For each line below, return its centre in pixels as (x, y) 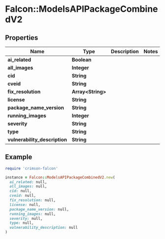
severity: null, (26, 218)
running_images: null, (33, 214)
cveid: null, (23, 196)
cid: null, (21, 191)
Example (19, 157)
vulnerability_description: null (44, 228)
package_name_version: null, (39, 209)
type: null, (22, 223)
